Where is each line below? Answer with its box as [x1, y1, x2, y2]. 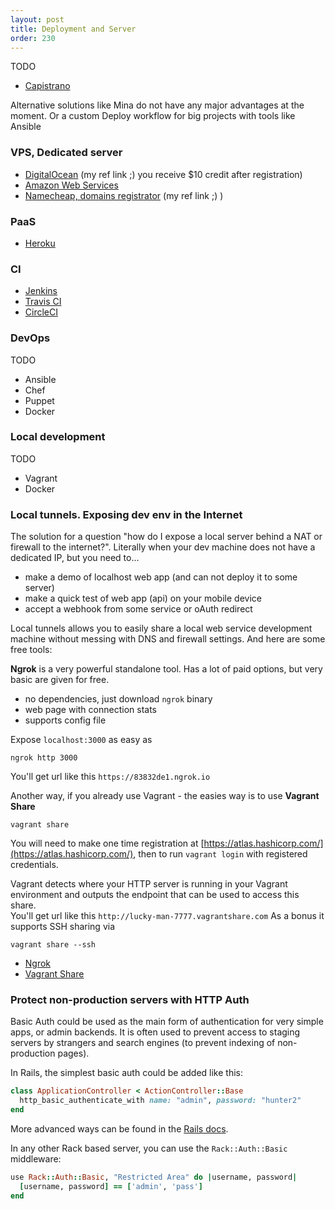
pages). [57, 1047, 90, 1060]
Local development [10, 430, 106, 444]
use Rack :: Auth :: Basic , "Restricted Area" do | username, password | [10, 1172, 298, 1183]
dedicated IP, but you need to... [10, 552, 140, 564]
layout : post [10, 14, 65, 25]
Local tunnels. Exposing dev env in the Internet [10, 507, 243, 521]
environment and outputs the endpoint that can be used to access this [10, 889, 300, 901]
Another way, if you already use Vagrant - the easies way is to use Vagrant [10, 790, 320, 802]
